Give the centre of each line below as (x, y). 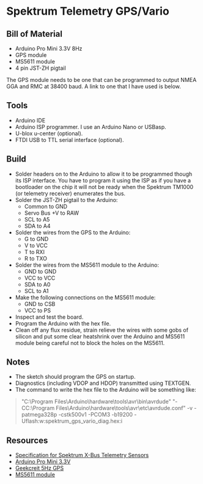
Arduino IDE (30, 120)
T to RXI (34, 251)
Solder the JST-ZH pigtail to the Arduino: (66, 199)
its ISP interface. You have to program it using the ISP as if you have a (103, 180)
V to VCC (36, 245)
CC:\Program (38, 408)
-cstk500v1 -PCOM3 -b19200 (96, 415)
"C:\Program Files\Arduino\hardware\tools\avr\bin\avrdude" (96, 401)
